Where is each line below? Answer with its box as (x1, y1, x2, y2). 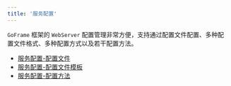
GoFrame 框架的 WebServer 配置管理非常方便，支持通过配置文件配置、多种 (7, 30, 218, 38)
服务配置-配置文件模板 (17, 62, 83, 71)
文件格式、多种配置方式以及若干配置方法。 (13, 39, 138, 48)
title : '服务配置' (7, 10, 58, 17)
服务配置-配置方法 (17, 71, 71, 80)
